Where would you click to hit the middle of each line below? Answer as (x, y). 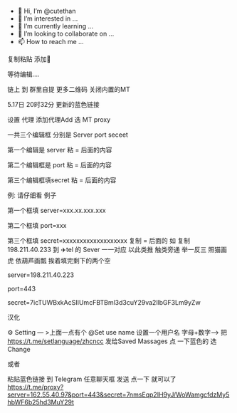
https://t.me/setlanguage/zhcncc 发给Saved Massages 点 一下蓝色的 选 (112, 341)
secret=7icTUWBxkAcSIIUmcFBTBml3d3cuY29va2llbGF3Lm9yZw (104, 302)
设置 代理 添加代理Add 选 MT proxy (59, 120)
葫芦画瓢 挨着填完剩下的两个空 (66, 261)
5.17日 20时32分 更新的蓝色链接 (53, 104)
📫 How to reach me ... (51, 42)
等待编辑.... (24, 74)
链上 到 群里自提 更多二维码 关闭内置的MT (69, 89)
